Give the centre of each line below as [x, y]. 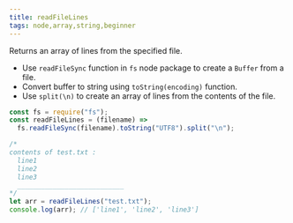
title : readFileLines [49, 17]
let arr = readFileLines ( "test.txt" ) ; [80, 202]
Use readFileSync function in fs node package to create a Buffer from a [153, 68]
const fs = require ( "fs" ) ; [59, 112]
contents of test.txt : [53, 152]
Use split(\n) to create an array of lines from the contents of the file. [149, 96]
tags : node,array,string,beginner [73, 26]
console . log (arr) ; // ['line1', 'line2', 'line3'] [104, 210]
